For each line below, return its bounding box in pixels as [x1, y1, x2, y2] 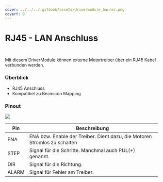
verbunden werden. [5, 62, 45, 68]
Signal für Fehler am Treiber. [29, 169, 94, 176]
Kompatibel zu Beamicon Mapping [12, 90, 81, 96]
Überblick [5, 74, 29, 81]
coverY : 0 [5, 12, 25, 17]
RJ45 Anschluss [12, 85, 45, 91]
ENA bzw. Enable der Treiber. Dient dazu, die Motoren [29, 133, 152, 140]
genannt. [29, 153, 49, 160]
